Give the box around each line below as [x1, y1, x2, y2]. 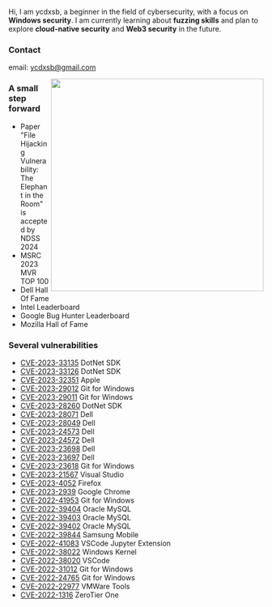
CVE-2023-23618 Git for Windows [19, 461, 135, 470]
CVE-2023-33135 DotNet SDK [19, 358, 121, 367]
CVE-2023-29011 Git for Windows [19, 392, 134, 401]
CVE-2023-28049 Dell [19, 418, 96, 427]
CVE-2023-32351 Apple [19, 375, 101, 384]
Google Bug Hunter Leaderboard [19, 311, 130, 320]
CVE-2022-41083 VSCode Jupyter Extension [19, 538, 172, 548]
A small [8, 83, 39, 94]
